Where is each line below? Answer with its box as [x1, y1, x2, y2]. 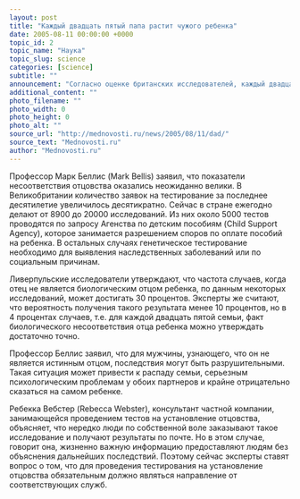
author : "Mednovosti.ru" [9, 146, 102, 155]
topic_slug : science [9, 55, 87, 63]
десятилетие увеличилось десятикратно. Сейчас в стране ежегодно [9, 199, 272, 210]
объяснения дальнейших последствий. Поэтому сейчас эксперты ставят [9, 451, 289, 461]
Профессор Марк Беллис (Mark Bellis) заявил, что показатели [9, 171, 246, 182]
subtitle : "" [9, 72, 58, 80]
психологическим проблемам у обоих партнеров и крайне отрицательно [9, 376, 290, 387]
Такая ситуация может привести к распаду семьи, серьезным [9, 367, 248, 377]
